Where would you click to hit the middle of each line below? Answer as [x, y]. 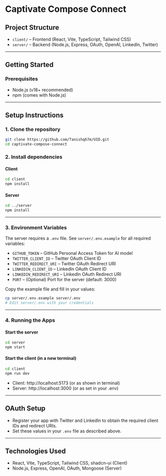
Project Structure [32, 28]
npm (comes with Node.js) [39, 95]
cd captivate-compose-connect [36, 144]
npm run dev [17, 373]
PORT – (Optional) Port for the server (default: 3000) [64, 280]
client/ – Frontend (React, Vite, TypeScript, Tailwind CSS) [72, 39]
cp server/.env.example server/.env [43, 298]
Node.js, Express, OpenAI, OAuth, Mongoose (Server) [67, 468]
